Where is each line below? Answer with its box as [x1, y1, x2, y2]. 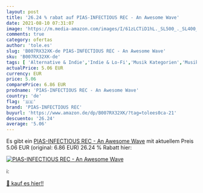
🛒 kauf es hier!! [6, 180, 44, 187]
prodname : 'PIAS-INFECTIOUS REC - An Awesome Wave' [6, 87, 139, 93]
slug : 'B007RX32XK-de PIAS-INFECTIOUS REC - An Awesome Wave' [6, 48, 166, 54]
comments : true [6, 31, 45, 37]
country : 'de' [6, 93, 42, 99]
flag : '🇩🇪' [6, 98, 36, 104]
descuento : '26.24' [6, 115, 56, 121]
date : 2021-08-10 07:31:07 [6, 20, 74, 26]
